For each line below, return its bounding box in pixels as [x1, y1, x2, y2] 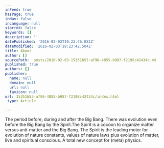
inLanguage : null [5, 21, 41, 26]
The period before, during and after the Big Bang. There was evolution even [5, 117, 158, 122]
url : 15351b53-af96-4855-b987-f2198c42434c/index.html [5, 94, 119, 99]
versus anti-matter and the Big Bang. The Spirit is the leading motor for [5, 127, 148, 133]
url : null [9, 85, 29, 90]
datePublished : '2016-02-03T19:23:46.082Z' [5, 39, 95, 44]
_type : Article [5, 99, 36, 104]
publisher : [5, 71, 27, 76]
